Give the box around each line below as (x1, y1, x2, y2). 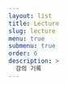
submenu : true (8, 42, 57, 50)
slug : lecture (8, 27, 57, 35)
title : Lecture (8, 19, 60, 28)
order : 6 (8, 49, 38, 57)
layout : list (8, 11, 52, 20)
